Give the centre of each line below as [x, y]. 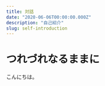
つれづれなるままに [53, 59]
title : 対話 [20, 12]
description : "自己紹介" [35, 23]
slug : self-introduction [37, 28]
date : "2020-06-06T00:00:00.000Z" [49, 17]
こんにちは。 [22, 77]
